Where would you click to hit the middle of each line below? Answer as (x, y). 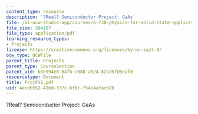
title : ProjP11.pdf (30, 83)
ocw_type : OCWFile (29, 55)
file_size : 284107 (29, 28)
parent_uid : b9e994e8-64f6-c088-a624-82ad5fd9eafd (70, 72)
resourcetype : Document (35, 77)
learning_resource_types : (38, 39)
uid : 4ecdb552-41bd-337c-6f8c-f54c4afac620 (60, 88)
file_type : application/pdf (41, 33)
